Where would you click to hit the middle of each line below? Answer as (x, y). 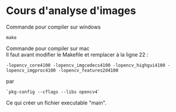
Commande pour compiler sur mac (48, 48)
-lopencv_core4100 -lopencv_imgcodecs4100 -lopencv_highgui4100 (86, 65)
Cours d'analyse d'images (71, 11)
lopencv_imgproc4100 (31, 70)
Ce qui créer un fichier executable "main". (56, 103)
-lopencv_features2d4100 (88, 70)
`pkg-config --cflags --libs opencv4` (53, 92)
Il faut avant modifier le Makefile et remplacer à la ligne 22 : (77, 54)
